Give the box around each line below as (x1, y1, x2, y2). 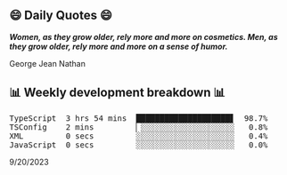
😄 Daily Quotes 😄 (9, 8, 113, 23)
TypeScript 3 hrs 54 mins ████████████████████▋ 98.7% (9, 113, 268, 123)
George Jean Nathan (9, 58, 86, 68)
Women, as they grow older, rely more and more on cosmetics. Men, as (9, 31, 278, 42)
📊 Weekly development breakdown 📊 (9, 85, 225, 100)
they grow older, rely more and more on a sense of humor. (9, 41, 228, 52)
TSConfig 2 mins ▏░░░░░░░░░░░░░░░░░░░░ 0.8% (9, 122, 268, 132)
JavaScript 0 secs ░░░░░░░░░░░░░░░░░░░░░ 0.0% (9, 139, 268, 150)
